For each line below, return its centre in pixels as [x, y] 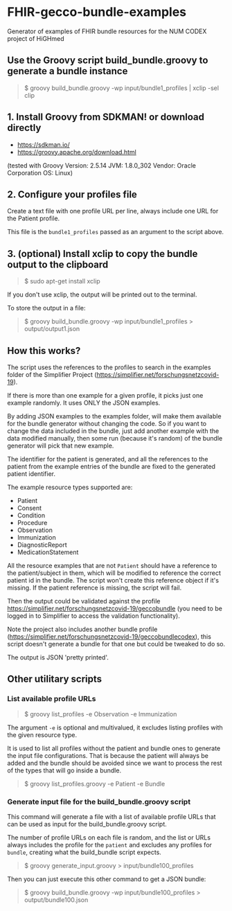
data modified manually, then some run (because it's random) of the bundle [115, 438]
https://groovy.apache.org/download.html [77, 152]
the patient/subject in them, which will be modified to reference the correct [114, 573]
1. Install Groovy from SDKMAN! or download [106, 117]
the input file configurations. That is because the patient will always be [108, 755]
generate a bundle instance [68, 71]
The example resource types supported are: [70, 487]
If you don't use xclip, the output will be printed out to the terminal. [102, 294]
